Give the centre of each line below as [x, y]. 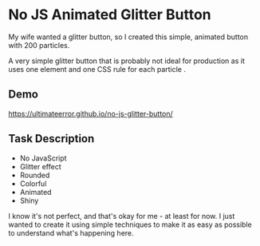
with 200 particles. [39, 45]
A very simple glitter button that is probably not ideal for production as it [126, 61]
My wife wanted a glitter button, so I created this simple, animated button [128, 37]
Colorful [33, 183]
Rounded [35, 175]
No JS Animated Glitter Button [110, 15]
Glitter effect [40, 166]
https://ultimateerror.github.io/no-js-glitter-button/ [91, 113]
